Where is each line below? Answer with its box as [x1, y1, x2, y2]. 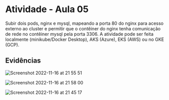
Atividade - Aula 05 [5, 4, 89, 15]
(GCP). [5, 41, 19, 47]
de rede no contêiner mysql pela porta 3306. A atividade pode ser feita [5, 31, 154, 37]
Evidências [5, 57, 41, 65]
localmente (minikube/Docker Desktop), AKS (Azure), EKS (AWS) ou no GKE [5, 36, 164, 42]
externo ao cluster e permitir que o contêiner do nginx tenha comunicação [5, 25, 161, 31]
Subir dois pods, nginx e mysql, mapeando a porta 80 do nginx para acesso [5, 20, 164, 26]
